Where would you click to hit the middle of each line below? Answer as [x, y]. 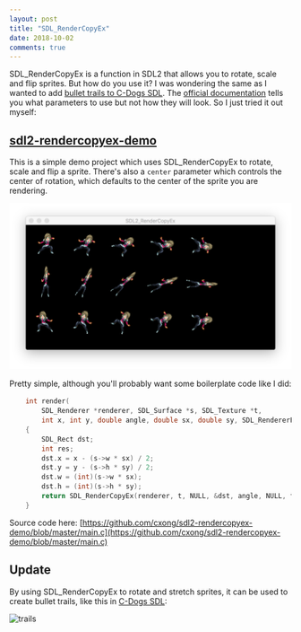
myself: [23, 112]
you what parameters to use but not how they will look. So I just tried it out [146, 102]
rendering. [28, 191]
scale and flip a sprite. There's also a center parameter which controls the [146, 171]
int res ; [58, 449]
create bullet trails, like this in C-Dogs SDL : [88, 601]
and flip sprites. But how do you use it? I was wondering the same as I [138, 83]
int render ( [47, 401]
